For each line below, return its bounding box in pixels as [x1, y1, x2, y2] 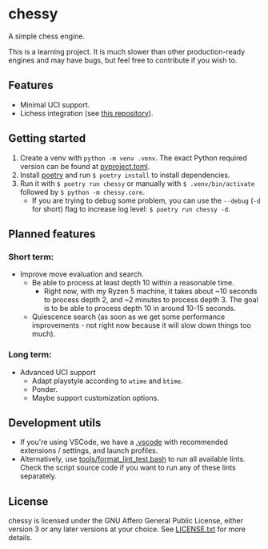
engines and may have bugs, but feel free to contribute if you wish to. [8, 55, 238, 65]
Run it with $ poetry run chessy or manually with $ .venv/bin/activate [19, 178, 255, 188]
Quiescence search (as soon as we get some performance [31, 312, 226, 321]
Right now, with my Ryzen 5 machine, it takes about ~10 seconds [43, 286, 258, 297]
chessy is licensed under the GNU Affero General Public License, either [8, 516, 244, 526]
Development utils [8, 416, 102, 430]
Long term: [8, 349, 52, 361]
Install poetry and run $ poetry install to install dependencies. [19, 170, 230, 180]
